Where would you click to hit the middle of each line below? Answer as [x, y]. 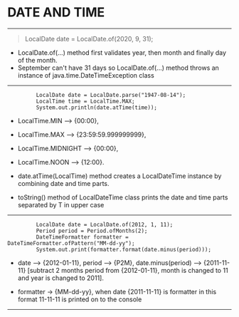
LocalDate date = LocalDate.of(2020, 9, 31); [89, 38]
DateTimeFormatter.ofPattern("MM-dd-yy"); [71, 243]
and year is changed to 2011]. [61, 278]
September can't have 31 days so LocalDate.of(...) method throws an [118, 68]
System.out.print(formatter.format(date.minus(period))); [124, 249]
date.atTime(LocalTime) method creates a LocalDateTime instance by [119, 176]
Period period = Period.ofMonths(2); [92, 231]
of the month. [38, 60]
